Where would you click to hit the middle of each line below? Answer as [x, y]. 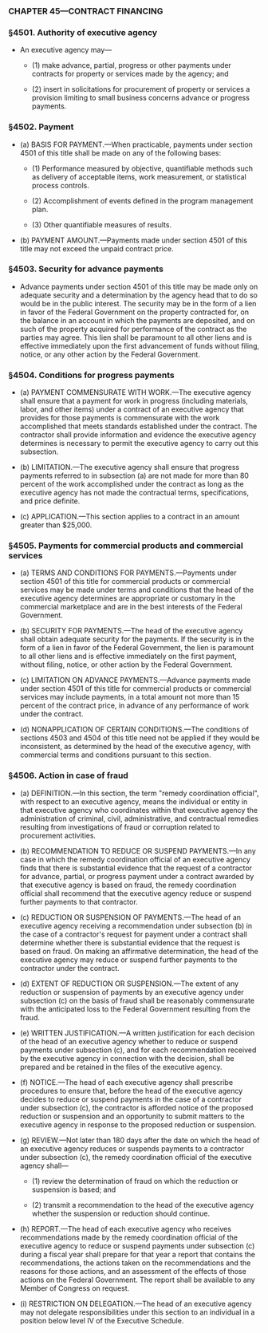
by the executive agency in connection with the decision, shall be [127, 1058]
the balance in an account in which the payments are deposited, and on [137, 320]
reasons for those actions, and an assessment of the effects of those [133, 1271]
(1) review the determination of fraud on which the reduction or [135, 1181]
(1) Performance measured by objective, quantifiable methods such [142, 168]
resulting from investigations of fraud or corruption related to [120, 826]
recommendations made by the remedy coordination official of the [128, 1237]
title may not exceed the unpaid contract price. [97, 248]
